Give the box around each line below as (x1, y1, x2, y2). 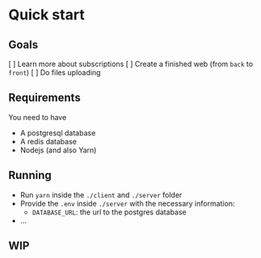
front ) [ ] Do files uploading (8, 68, 101, 77)
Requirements (8, 91, 81, 105)
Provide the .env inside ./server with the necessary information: (19, 198, 235, 208)
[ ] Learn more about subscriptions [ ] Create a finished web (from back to (8, 59, 253, 69)
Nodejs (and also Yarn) (19, 145, 97, 155)
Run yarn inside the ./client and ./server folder (19, 189, 183, 199)
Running (8, 169, 53, 182)
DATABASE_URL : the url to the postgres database (32, 207, 187, 217)
